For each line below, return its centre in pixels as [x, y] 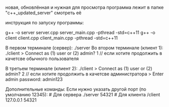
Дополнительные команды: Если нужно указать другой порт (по [76, 89]
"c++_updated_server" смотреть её [43, 13]
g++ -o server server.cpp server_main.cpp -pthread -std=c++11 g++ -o [80, 32]
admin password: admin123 [34, 79]
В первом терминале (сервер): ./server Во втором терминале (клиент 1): [84, 48]
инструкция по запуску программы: [45, 23]
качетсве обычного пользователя [42, 59]
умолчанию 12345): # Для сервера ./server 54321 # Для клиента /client [83, 95]
